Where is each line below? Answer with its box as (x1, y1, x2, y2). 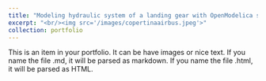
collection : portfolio (8, 26, 83, 34)
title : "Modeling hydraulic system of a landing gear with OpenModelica (8, 11, 253, 20)
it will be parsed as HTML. (8, 64, 93, 74)
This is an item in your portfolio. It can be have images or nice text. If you (8, 48, 245, 57)
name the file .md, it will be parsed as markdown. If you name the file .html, (8, 56, 253, 65)
